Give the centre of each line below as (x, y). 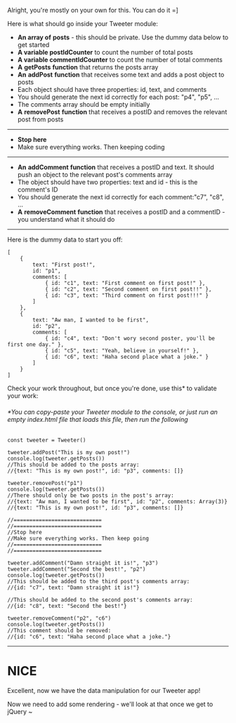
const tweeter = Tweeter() (47, 440)
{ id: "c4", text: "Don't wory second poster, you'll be (130, 338)
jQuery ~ (20, 712)
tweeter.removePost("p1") (45, 484)
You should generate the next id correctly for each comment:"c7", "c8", (120, 197)
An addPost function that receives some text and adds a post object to (121, 74)
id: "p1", (47, 271)
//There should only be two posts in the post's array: (91, 496)
